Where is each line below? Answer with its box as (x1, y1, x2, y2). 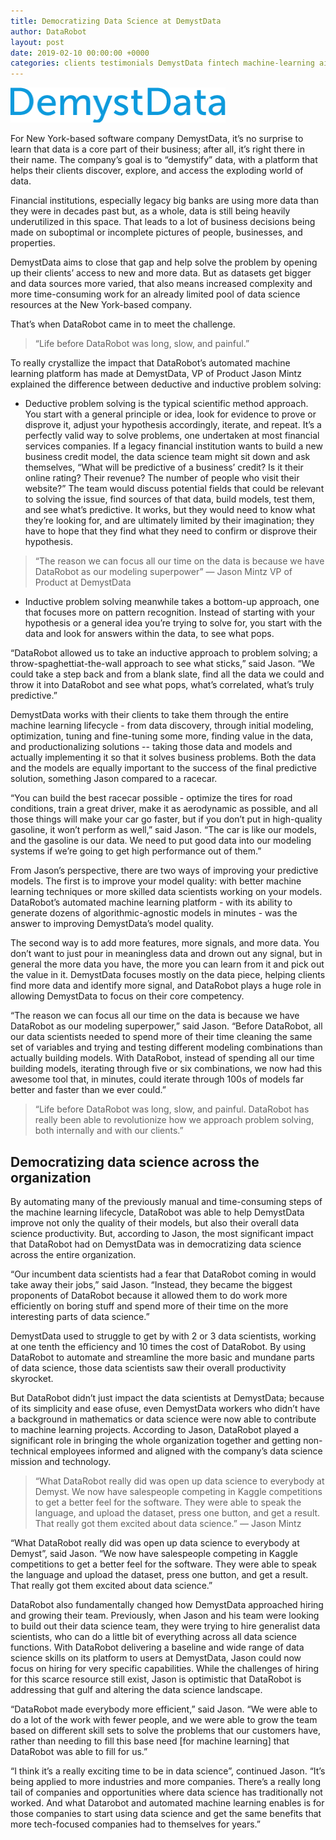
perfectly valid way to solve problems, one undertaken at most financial (24, 430, 320, 442)
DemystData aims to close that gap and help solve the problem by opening (10, 256, 318, 269)
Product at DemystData (34, 576, 132, 589)
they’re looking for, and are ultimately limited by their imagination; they (24, 515, 315, 527)
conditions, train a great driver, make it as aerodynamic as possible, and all (10, 803, 318, 815)
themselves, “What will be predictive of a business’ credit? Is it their (24, 461, 304, 474)
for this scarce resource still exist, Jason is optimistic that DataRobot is (10, 1673, 302, 1685)
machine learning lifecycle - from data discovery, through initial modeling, (10, 720, 314, 732)
